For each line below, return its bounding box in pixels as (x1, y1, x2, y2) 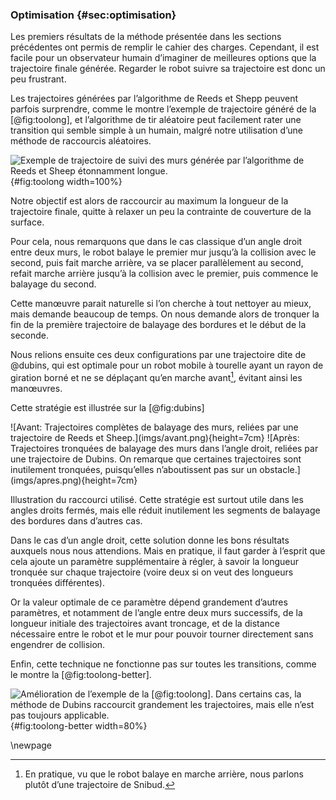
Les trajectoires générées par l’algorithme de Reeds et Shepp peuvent (10, 93, 299, 105)
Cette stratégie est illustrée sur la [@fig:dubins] (10, 401, 205, 413)
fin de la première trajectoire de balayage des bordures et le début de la (10, 319, 307, 331)
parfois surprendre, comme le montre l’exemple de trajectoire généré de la (10, 103, 317, 115)
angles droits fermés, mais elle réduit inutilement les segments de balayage (10, 504, 321, 516)
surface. (10, 216, 45, 228)
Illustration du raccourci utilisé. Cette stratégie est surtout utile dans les (10, 493, 304, 505)
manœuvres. (10, 382, 63, 394)
